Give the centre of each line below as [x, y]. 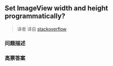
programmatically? [35, 16]
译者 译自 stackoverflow [42, 29]
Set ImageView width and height [56, 8]
